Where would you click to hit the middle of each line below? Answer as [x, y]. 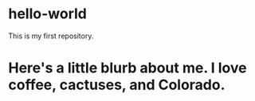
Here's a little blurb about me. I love [127, 68]
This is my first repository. [51, 36]
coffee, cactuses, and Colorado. [117, 85]
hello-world [48, 14]
